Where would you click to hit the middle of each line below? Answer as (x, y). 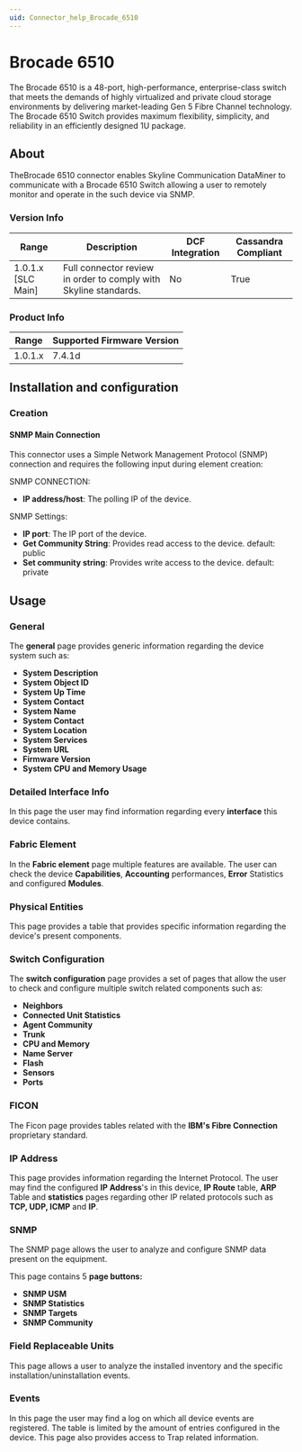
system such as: (40, 656)
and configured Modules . (57, 883)
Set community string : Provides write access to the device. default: (148, 563)
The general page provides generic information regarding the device (137, 646)
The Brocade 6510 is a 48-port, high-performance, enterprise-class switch (148, 87)
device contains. (40, 821)
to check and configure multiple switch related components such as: (136, 988)
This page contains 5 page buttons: (76, 1276)
